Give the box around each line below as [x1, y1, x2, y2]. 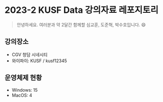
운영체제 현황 [4, 73, 42, 82]
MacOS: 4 [11, 92, 33, 98]
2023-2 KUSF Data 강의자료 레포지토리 [4, 4, 159, 16]
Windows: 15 [11, 87, 38, 93]
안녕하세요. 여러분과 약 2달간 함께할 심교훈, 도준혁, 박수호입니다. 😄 [16, 22, 146, 28]
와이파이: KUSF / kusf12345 [11, 58, 67, 64]
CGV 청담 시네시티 [11, 51, 48, 57]
